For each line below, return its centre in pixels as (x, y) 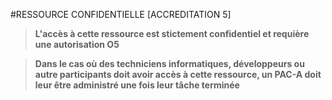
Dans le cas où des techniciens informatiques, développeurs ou (169, 63)
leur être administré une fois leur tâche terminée (137, 85)
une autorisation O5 (77, 44)
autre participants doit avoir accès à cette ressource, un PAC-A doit (178, 74)
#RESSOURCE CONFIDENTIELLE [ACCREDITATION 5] (121, 14)
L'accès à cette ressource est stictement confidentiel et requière (172, 33)
